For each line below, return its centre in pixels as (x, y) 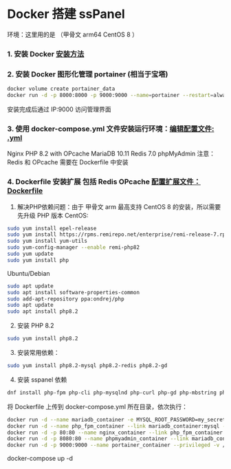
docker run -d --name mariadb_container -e (70, 419)
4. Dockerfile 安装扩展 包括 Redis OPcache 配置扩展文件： (104, 182)
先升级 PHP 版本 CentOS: (53, 215)
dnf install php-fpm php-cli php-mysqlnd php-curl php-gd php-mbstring (112, 393)
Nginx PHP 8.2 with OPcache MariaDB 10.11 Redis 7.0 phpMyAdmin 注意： (111, 154)
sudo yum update (30, 254)
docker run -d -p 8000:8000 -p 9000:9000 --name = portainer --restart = (110, 96)
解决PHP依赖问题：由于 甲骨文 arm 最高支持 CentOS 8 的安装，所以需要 (119, 206)
